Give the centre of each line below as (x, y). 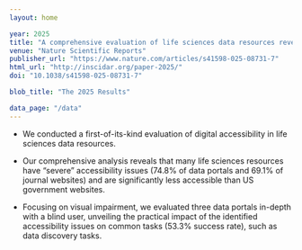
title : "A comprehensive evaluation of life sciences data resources (142, 42)
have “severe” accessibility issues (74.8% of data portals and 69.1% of (153, 170)
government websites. (63, 189)
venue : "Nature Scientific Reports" (78, 50)
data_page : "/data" (46, 108)
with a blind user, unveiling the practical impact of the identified (140, 216)
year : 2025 (30, 34)
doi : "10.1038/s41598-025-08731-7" (76, 76)
